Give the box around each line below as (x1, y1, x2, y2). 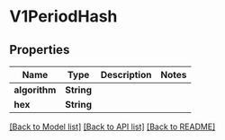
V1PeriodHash (9, 6, 118, 27)
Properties (9, 42, 70, 57)
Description (100, 69, 152, 81)
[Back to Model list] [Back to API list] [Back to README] (9, 121, 216, 132)
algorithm (13, 83, 57, 96)
